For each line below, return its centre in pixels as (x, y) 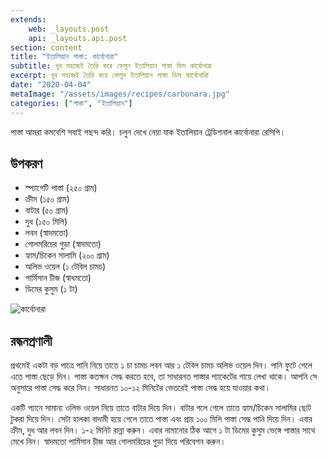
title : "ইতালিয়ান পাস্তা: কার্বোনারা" (64, 57)
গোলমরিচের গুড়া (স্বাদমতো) (63, 244)
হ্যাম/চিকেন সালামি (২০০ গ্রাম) (67, 255)
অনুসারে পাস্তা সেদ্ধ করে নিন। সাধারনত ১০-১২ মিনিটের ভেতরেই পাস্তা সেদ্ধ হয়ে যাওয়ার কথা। (141, 388)
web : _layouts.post (69, 29)
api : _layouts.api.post (78, 38)
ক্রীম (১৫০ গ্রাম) (47, 199)
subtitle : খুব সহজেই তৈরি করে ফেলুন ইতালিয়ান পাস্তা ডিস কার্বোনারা (111, 66)
